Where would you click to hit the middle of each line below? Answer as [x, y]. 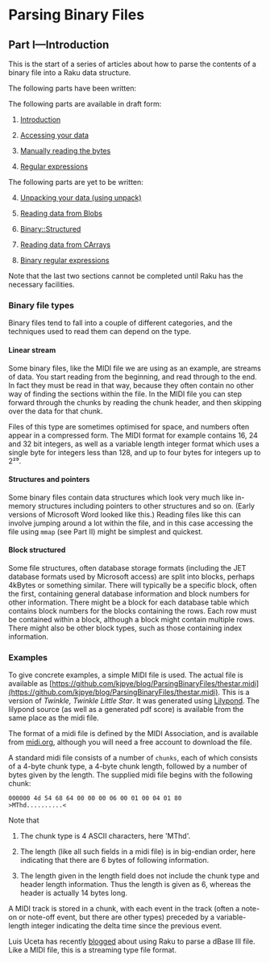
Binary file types [42, 305]
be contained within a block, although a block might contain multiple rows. [132, 619]
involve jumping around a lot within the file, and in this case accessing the [131, 523]
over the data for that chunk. [56, 411]
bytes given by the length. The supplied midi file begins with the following [131, 775]
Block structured [37, 550]
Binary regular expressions [64, 260]
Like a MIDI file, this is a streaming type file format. [93, 950]
